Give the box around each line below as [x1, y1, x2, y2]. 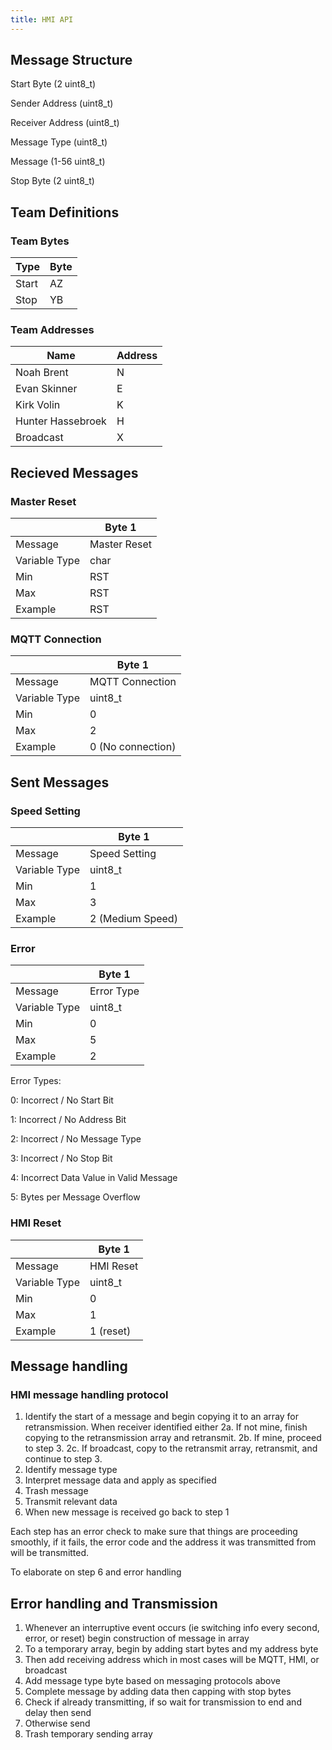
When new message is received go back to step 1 [24, 1506, 230, 1518]
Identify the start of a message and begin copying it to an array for [24, 1411, 300, 1423]
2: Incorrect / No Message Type [10, 1133, 142, 1145]
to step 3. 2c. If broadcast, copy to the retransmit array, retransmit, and [24, 1442, 318, 1455]
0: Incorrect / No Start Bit [10, 1094, 114, 1106]
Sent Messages [10, 774, 110, 791]
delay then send [24, 1707, 92, 1719]
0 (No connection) [89, 740, 177, 754]
